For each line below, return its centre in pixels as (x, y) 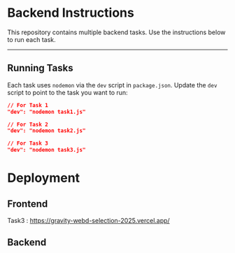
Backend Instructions (71, 13)
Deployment (44, 178)
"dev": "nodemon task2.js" (47, 131)
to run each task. (31, 39)
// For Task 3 (28, 144)
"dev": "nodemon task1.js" (47, 112)
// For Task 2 (28, 124)
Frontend (28, 204)
